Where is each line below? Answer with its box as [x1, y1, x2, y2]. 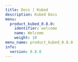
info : [5, 44, 17, 49]
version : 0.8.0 [10, 49, 42, 54]
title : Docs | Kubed [5, 7, 49, 12]
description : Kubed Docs [5, 12, 57, 17]
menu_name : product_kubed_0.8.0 [5, 40, 73, 45]
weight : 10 [14, 35, 37, 40]
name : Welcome [14, 30, 44, 35]
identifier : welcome [14, 26, 57, 31]
